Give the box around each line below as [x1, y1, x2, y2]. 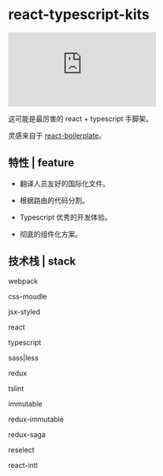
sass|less [8, 352, 39, 362]
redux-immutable [8, 414, 65, 424]
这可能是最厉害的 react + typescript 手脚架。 [8, 113, 154, 124]
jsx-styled [8, 307, 41, 316]
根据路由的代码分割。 [19, 196, 89, 205]
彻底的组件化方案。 [19, 229, 83, 238]
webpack [8, 276, 39, 286]
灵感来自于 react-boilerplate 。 [8, 131, 106, 140]
